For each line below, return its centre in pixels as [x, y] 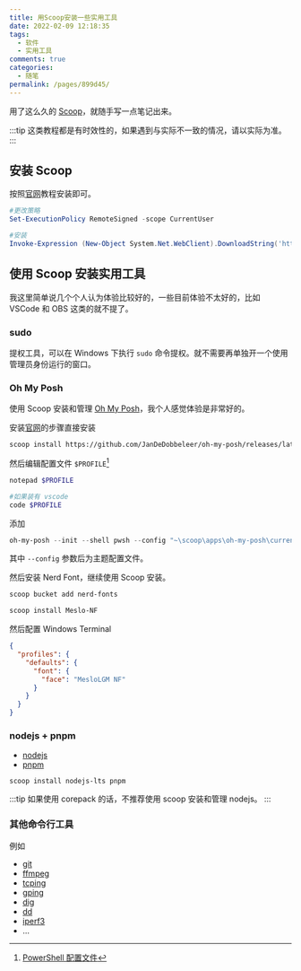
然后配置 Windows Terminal [60, 629]
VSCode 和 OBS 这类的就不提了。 [71, 308]
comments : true [38, 59]
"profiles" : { [43, 654]
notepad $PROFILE [42, 480]
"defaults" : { [52, 662]
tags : [19, 34]
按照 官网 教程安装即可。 [52, 194]
